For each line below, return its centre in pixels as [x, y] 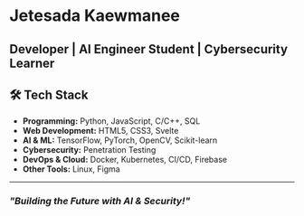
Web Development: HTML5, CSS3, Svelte [100, 131]
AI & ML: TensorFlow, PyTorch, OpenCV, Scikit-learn [120, 140]
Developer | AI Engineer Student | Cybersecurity [148, 49]
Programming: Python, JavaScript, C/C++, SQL [111, 121]
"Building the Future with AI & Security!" [100, 202]
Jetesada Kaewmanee [95, 16]
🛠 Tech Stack [49, 94]
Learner [32, 63]
